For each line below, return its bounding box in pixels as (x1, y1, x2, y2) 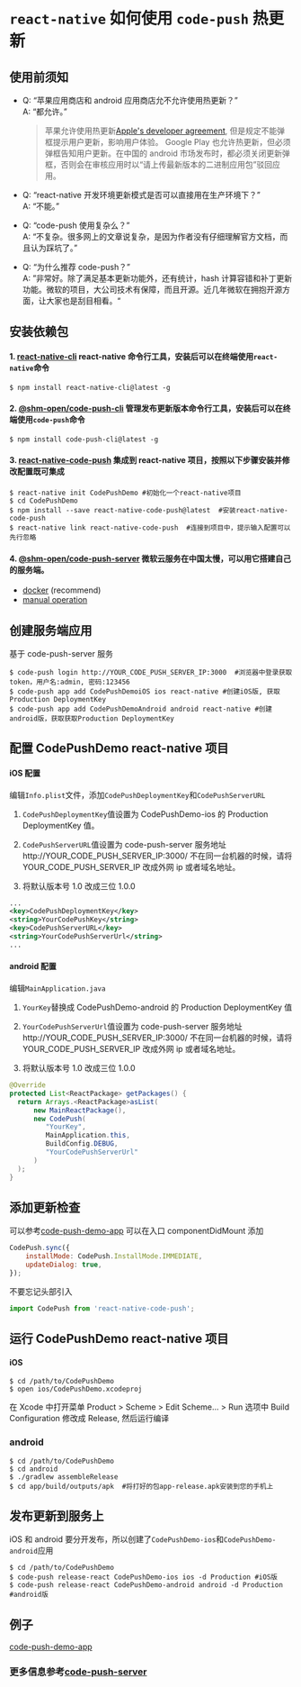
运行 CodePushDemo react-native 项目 (9, 1331, 229, 1347)
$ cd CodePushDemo (9, 496, 78, 505)
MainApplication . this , (45, 1131, 130, 1140)
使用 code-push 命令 (16, 414, 85, 425)
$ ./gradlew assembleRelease (9, 1472, 119, 1482)
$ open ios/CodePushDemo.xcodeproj (9, 1384, 143, 1394)
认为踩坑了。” (30, 242, 78, 253)
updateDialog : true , (25, 1260, 102, 1270)
